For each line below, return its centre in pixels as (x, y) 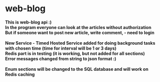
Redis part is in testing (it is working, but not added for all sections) (75, 53)
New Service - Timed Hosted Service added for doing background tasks (80, 43)
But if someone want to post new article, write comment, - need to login (80, 32)
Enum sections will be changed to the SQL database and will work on (77, 69)
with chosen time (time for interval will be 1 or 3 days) (61, 48)
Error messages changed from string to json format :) (61, 58)
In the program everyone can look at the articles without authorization (78, 27)
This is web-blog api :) (28, 22)
